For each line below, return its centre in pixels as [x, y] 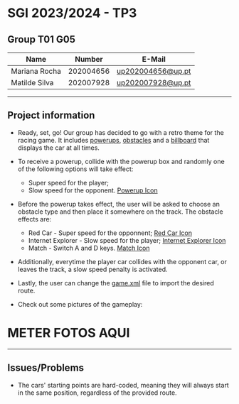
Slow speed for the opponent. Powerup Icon [93, 190]
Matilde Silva [32, 83]
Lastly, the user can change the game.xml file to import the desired [116, 283]
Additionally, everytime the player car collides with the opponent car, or [122, 261]
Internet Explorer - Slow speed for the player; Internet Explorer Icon [127, 240]
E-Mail [154, 59]
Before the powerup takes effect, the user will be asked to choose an [119, 204]
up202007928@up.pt [154, 83]
